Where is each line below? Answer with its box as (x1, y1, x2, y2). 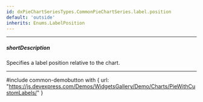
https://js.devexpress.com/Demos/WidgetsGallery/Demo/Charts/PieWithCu (8, 83, 196, 90)
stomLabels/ (6, 89, 37, 97)
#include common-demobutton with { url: (6, 76, 109, 84)
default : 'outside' (6, 14, 56, 20)
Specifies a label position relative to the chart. (6, 59, 120, 67)
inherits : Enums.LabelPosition (6, 20, 85, 26)
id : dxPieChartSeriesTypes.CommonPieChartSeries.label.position (6, 8, 172, 15)
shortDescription (6, 44, 50, 51)
